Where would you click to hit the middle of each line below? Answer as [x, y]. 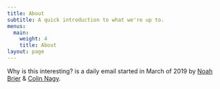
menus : [16, 26]
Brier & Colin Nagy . [34, 78]
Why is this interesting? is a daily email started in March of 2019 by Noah [110, 71]
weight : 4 [34, 39]
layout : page [26, 52]
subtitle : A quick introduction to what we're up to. [86, 20]
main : [21, 33]
